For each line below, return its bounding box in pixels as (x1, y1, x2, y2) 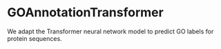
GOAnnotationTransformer (7, 5, 164, 20)
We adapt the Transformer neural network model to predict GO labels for (7, 27, 214, 35)
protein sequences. (7, 34, 62, 42)
